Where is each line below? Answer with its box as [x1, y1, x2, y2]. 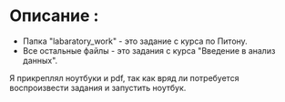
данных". [22, 55, 58, 66]
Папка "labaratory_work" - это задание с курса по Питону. [22, 36, 248, 46]
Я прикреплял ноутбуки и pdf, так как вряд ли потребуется [9, 72, 239, 83]
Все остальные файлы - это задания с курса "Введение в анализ [22, 45, 276, 56]
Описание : [9, 5, 99, 26]
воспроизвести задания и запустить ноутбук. [9, 82, 187, 93]
